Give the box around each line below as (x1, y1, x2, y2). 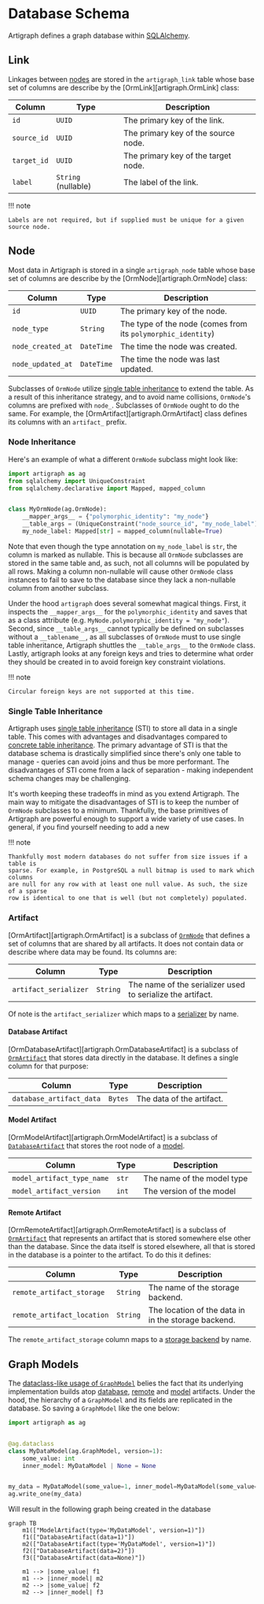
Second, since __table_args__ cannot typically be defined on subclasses (8, 623, 244, 633)
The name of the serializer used (128, 979, 246, 990)
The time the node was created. (120, 341, 237, 352)
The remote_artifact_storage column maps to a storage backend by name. (8, 1335, 251, 1344)
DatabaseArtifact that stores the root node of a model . (8, 1141, 185, 1150)
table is (8, 860, 37, 868)
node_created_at (12, 341, 73, 351)
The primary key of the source (123, 127, 236, 138)
